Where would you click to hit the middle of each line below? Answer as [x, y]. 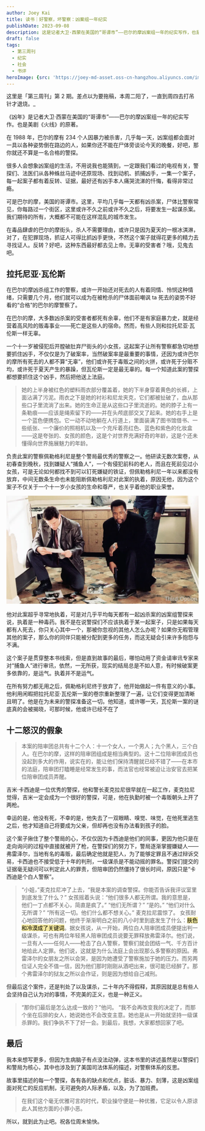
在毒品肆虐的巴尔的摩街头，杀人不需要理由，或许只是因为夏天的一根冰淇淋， [103, 230]
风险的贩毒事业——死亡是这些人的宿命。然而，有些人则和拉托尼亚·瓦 [109, 326]
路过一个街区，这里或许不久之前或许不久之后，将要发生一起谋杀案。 [113, 209]
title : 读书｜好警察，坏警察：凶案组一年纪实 [57, 19]
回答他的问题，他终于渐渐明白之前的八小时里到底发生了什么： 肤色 [115, 920]
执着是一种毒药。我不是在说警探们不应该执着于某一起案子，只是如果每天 [108, 622]
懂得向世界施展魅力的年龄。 [56, 444]
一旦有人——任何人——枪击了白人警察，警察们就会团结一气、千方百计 [110, 943]
